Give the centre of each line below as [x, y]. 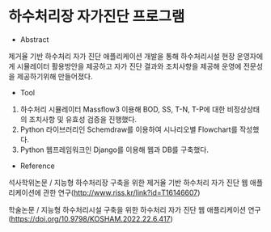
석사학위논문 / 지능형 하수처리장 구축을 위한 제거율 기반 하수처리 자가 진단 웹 [128, 182]
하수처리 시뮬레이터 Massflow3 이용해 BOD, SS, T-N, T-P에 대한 [123, 109]
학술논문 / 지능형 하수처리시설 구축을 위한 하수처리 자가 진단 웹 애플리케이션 [127, 209]
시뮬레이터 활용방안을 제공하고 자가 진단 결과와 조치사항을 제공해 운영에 [129, 66]
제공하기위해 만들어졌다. [55, 76]
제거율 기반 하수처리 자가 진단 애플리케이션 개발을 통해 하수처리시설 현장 [122, 56]
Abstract [34, 39]
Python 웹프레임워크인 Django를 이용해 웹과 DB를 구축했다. [114, 150]
